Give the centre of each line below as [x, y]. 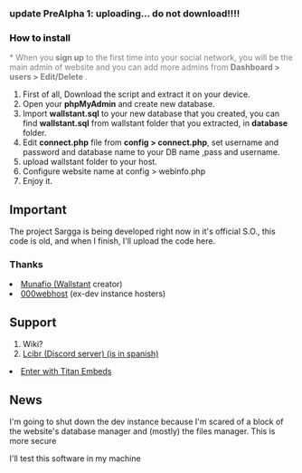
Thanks [26, 264]
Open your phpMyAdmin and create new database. [118, 104]
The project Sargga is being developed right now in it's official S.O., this [142, 232]
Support [33, 322]
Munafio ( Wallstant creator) [72, 285]
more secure [33, 440]
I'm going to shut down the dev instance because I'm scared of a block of [146, 421]
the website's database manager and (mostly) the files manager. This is [142, 431]
